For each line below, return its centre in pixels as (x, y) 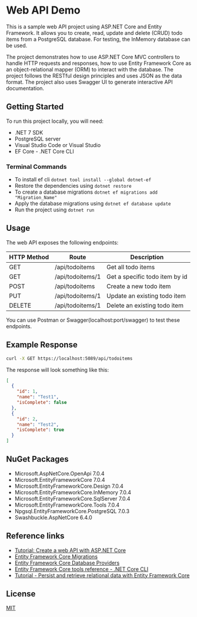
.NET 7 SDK (29, 132)
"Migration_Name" (36, 198)
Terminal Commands (36, 167)
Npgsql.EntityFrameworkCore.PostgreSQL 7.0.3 (72, 511)
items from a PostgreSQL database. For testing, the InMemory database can (98, 39)
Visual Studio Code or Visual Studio (58, 145)
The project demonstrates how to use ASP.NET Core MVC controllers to (93, 57)
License (21, 594)
